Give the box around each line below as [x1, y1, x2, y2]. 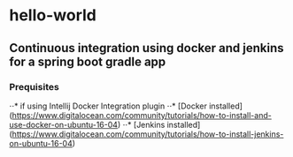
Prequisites [9, 80, 59, 93]
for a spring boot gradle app [9, 54, 166, 69]
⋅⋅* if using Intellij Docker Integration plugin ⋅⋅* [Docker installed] [9, 101, 243, 111]
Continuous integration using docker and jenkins [9, 41, 285, 56]
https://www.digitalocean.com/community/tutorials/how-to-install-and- [12, 109, 272, 120]
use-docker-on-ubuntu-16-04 [9, 119, 118, 130]
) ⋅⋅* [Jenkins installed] [117, 119, 201, 130]
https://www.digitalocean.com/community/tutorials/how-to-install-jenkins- [12, 129, 284, 139]
